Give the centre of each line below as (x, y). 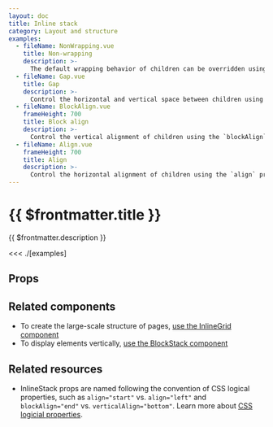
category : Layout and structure (63, 31)
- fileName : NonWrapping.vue (65, 46)
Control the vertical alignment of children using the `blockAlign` (148, 137)
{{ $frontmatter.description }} (58, 237)
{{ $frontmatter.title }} (85, 215)
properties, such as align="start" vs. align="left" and (113, 397)
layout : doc (28, 16)
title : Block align (56, 122)
